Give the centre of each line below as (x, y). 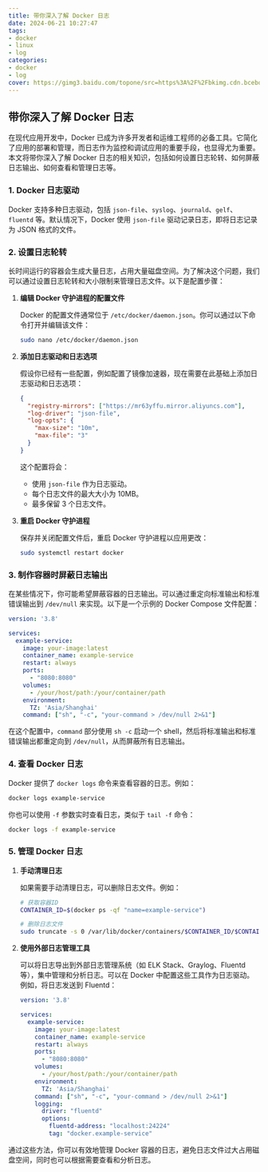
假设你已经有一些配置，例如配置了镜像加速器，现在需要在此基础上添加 (135, 373)
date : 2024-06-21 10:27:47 (53, 23)
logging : (49, 1104)
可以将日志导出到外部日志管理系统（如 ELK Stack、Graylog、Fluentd (132, 965)
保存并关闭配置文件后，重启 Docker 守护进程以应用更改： (114, 537)
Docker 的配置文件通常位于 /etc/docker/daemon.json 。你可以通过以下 (134, 315)
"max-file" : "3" (61, 436)
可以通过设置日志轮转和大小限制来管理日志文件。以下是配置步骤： (116, 281)
